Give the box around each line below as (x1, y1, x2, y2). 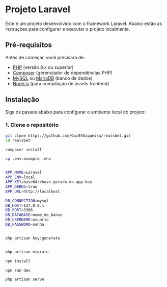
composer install (5, 147, 42, 152)
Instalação (5, 95, 40, 104)
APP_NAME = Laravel (5, 170, 42, 175)
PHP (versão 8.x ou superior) (12, 64, 74, 70)
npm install (5, 258, 31, 264)
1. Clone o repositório (5, 122, 59, 129)
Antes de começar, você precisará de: (5, 54, 86, 60)
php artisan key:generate (5, 235, 60, 241)
